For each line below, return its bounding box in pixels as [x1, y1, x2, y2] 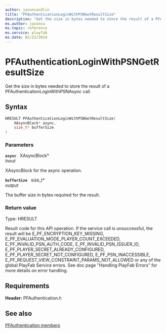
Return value [5, 204, 37, 211]
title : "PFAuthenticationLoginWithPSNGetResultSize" [5, 12, 116, 17]
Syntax [5, 103, 28, 111]
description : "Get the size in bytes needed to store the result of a [5, 16, 154, 21]
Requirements [5, 282, 49, 290]
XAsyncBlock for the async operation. [5, 167, 83, 173]
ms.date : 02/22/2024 [5, 35, 48, 40]
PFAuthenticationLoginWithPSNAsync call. [5, 88, 91, 94]
